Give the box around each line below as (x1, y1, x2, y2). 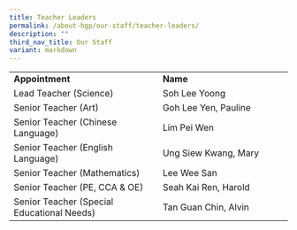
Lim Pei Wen (162, 121, 215, 134)
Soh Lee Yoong (162, 88, 226, 100)
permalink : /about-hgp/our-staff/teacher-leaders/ (9, 21, 200, 30)
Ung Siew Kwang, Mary (162, 147, 260, 159)
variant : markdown (9, 46, 77, 55)
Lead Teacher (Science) (13, 88, 114, 100)
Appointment (13, 73, 71, 85)
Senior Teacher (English (13, 142, 113, 154)
